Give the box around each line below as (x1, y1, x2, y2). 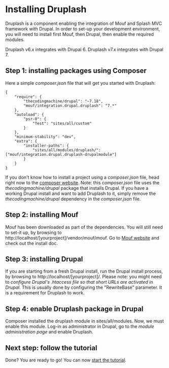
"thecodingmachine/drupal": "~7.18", (23, 98, 103, 104)
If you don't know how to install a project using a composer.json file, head (5, 174, 159, 180)
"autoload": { (14, 112, 44, 117)
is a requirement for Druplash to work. (5, 290, 85, 296)
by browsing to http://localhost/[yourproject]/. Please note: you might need (5, 274, 162, 280)
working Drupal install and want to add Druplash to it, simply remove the (5, 190, 156, 196)
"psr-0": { (23, 116, 47, 121)
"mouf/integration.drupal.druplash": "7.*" (23, 103, 117, 108)
